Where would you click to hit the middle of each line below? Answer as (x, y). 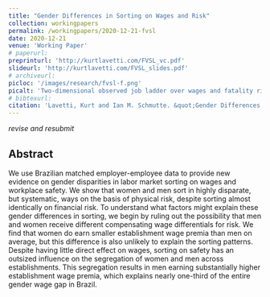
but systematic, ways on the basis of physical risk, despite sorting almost (129, 199)
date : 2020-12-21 (37, 38)
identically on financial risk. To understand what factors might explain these (133, 207)
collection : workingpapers (53, 23)
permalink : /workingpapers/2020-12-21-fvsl (82, 31)
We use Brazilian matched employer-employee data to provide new (119, 173)
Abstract (31, 154)
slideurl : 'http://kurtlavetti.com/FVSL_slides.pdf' (98, 68)
